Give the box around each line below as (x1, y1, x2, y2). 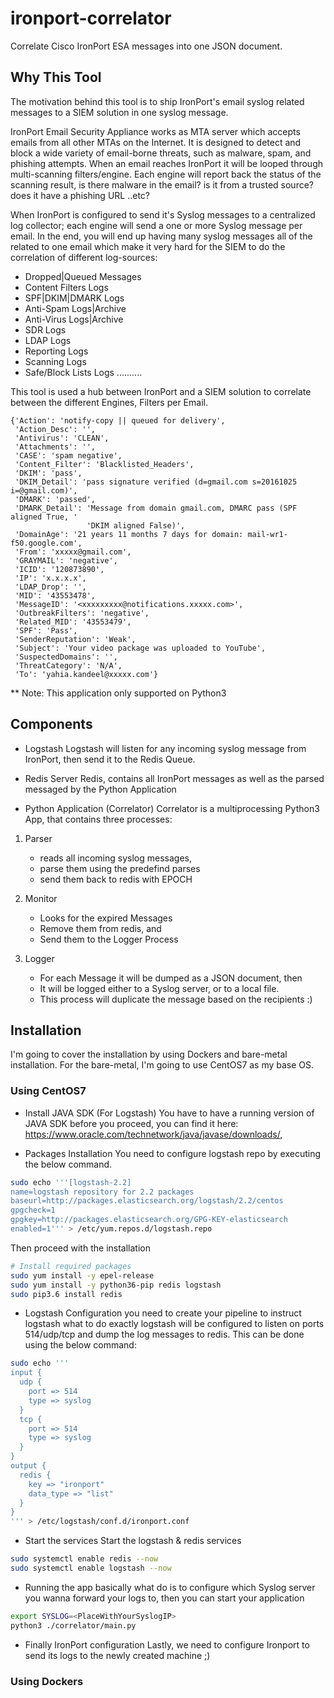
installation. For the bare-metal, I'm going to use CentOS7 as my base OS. (10, 1059, 315, 1071)
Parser (24, 832, 53, 844)
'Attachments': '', (14, 442, 97, 452)
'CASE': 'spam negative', (14, 450, 123, 461)
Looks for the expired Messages (39, 912, 173, 924)
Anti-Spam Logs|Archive (24, 302, 127, 314)
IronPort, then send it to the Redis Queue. (24, 753, 196, 765)
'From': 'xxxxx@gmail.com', (14, 547, 132, 557)
